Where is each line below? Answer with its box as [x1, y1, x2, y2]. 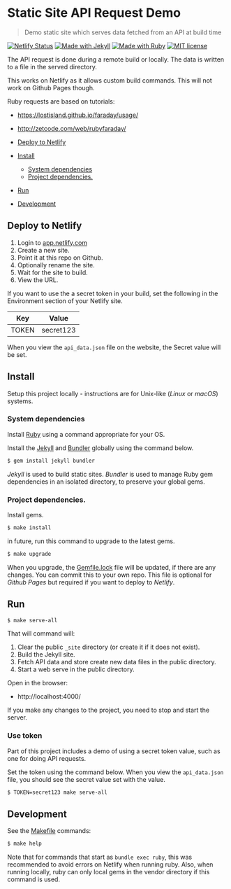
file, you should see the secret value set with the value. [7, 775, 166, 783]
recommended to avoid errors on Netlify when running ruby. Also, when [7, 860, 214, 869]
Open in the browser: [7, 679, 68, 687]
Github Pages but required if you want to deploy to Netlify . [7, 577, 175, 586]
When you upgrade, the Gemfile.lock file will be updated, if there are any [7, 563, 216, 571]
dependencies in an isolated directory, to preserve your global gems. [7, 477, 206, 486]
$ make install [7, 524, 52, 531]
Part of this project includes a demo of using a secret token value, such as [7, 747, 221, 755]
